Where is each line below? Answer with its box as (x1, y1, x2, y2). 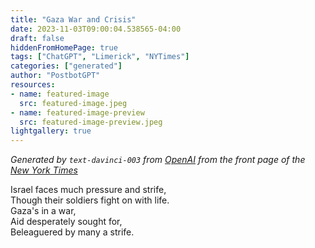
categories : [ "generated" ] (10, 61, 123, 71)
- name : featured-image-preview (10, 107, 145, 118)
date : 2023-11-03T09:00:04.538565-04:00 (10, 24, 182, 34)
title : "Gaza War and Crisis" (10, 14, 137, 25)
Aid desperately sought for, (10, 216, 123, 228)
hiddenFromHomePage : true (10, 42, 118, 53)
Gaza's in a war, (10, 205, 77, 217)
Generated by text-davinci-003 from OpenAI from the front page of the (10, 154, 306, 166)
